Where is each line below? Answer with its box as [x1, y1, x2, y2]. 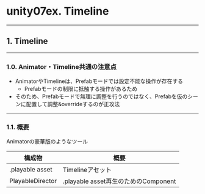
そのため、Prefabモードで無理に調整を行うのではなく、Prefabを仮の [15, 93, 188, 100]
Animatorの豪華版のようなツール [6, 138, 88, 145]
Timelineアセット [63, 166, 112, 174]
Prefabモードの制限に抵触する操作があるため [24, 85, 138, 93]
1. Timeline [6, 36, 48, 46]
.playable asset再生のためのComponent [63, 177, 176, 185]
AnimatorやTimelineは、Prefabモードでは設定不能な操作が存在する [15, 77, 183, 85]
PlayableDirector [9, 177, 57, 185]
